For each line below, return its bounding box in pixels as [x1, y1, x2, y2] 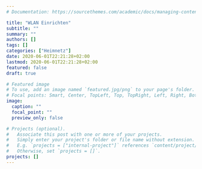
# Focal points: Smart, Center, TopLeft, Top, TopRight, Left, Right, [6, 92, 187, 98]
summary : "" [6, 31, 36, 37]
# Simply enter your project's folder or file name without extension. [6, 137, 195, 143]
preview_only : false [11, 115, 63, 121]
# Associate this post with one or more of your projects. [6, 131, 163, 138]
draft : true [6, 70, 36, 76]
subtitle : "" [6, 25, 39, 31]
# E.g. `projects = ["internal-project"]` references [6, 142, 149, 148]
